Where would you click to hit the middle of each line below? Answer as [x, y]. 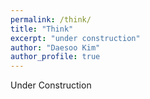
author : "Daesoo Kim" [55, 47]
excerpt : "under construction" [75, 38]
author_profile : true [55, 57]
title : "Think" [42, 29]
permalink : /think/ [51, 19]
